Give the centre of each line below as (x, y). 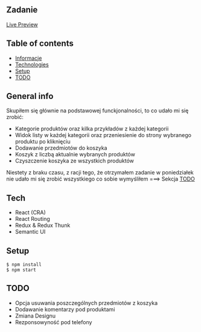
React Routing (32, 219)
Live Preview (22, 24)
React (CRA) (30, 212)
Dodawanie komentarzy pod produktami (65, 309)
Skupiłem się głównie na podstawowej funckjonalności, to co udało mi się (97, 110)
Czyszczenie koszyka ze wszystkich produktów (74, 161)
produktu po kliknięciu (43, 142)
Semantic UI (30, 232)
